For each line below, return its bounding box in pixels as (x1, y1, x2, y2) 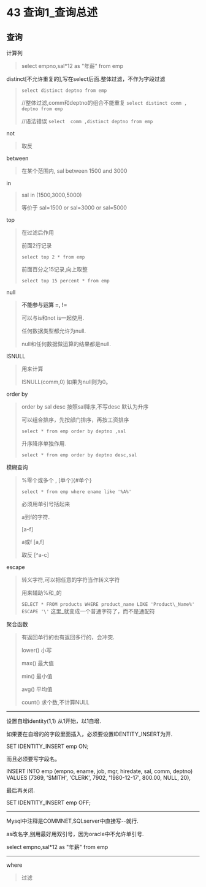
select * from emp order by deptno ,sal (21, 428, 126, 434)
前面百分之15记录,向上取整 (21, 266, 88, 273)
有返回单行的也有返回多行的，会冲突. (21, 633, 115, 641)
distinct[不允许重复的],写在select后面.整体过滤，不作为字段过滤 (6, 75, 166, 83)
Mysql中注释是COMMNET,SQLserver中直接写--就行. (6, 817, 139, 825)
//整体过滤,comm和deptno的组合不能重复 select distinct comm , (21, 99, 187, 106)
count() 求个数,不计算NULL (21, 699, 90, 706)
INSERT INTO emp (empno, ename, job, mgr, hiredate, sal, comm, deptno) (6, 768, 193, 775)
